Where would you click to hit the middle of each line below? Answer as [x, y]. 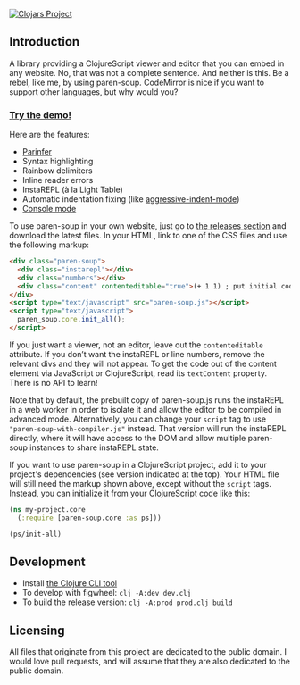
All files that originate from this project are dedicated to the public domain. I [148, 652]
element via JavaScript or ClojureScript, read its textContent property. [138, 373]
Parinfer [37, 152]
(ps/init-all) [36, 534]
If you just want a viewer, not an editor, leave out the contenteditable [136, 345]
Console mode [49, 209]
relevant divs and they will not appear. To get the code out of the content [143, 363]
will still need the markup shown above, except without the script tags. [141, 483]
